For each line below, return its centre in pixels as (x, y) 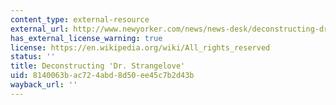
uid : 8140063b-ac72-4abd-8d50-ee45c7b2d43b (102, 76)
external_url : (40, 29)
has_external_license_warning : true (86, 38)
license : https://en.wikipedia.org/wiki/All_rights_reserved (140, 47)
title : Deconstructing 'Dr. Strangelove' (98, 66)
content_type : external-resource (80, 19)
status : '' (33, 57)
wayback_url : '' (44, 85)
